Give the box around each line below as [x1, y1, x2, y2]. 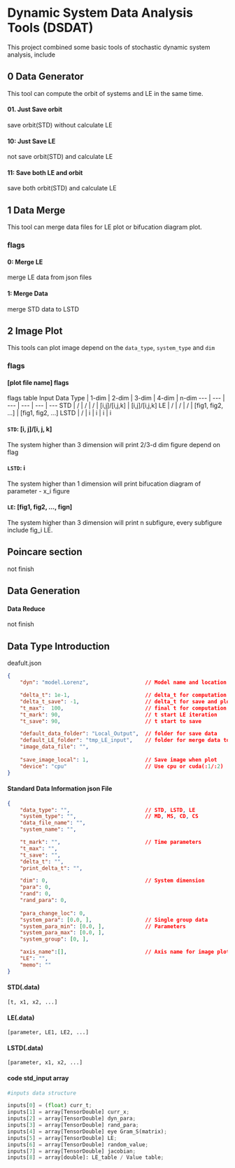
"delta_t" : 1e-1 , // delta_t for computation [20, 691, 227, 699]
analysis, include [7, 50, 56, 59]
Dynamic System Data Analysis [7, 5, 194, 21]
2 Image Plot [7, 325, 63, 337]
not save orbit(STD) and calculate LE [7, 153, 113, 161]
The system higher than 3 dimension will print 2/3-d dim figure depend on [7, 440, 220, 449]
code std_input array [7, 1074, 69, 1082]
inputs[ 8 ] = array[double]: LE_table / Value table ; [7, 1154, 164, 1161]
